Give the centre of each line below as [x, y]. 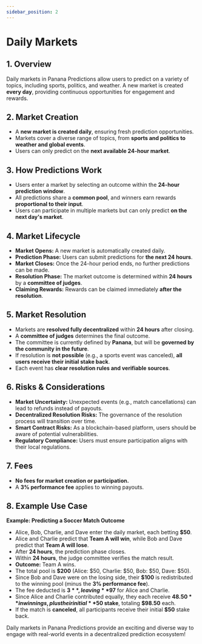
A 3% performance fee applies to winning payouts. [79, 487]
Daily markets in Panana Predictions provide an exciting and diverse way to [100, 628]
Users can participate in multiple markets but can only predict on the [101, 210]
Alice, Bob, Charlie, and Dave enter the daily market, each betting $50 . [103, 532]
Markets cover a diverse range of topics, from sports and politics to [100, 138]
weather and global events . [50, 145]
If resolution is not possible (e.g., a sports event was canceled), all [99, 355]
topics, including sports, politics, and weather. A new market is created [95, 85]
